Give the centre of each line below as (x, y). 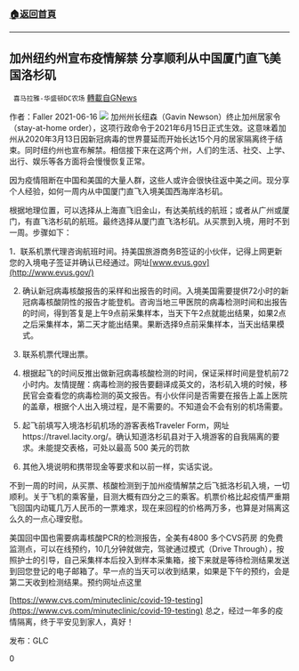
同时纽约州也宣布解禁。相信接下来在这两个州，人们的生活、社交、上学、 (157, 150)
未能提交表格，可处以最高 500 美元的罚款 (113, 448)
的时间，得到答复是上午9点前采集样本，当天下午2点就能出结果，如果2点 (154, 313)
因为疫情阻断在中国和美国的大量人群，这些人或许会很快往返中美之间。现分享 (149, 181)
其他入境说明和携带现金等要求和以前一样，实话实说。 (120, 467)
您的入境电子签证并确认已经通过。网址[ (81, 263)
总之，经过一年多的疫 (244, 610)
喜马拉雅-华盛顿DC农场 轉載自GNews (75, 98)
